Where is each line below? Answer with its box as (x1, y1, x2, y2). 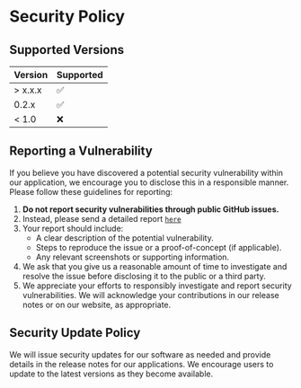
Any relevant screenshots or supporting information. (35, 251, 230, 262)
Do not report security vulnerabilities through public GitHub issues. (22, 204, 279, 215)
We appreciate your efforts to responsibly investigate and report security (22, 280, 292, 291)
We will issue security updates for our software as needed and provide (9, 348, 271, 360)
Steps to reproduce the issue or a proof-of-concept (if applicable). (35, 242, 282, 252)
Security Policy (9, 6, 126, 27)
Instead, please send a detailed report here (22, 213, 181, 224)
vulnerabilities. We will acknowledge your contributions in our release (22, 289, 280, 300)
